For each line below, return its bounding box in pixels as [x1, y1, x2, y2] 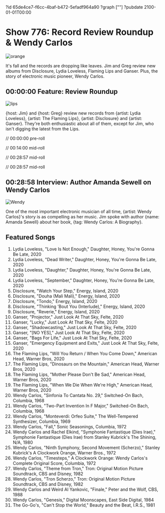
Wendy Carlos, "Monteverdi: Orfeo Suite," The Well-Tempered [12, 413, 138, 420]
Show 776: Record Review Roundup [5, 27, 154, 38]
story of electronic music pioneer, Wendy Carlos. [5, 73, 105, 79]
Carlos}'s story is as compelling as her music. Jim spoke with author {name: [5, 213, 160, 219]
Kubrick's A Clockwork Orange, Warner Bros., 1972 [12, 450, 116, 456]
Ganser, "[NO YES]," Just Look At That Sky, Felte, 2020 [12, 330, 125, 336]
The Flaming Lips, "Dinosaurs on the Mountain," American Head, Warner [12, 361, 160, 367]
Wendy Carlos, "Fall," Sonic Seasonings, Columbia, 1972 [12, 424, 127, 430]
